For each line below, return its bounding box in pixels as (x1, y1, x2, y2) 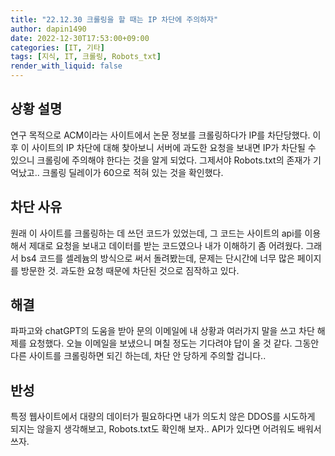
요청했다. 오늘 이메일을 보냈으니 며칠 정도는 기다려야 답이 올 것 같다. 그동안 (28, 337, 320, 350)
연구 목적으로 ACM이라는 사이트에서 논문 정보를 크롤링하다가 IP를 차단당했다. (10, 129, 311, 141)
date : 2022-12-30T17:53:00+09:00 (10, 33, 150, 43)
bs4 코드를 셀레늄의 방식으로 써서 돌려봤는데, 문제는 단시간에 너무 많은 (20, 252, 295, 264)
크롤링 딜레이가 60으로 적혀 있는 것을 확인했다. (41, 166, 224, 178)
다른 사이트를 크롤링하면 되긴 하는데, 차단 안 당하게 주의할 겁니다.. (10, 350, 267, 362)
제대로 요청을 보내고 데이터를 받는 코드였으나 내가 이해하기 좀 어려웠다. (28, 239, 304, 251)
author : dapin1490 (10, 24, 87, 34)
